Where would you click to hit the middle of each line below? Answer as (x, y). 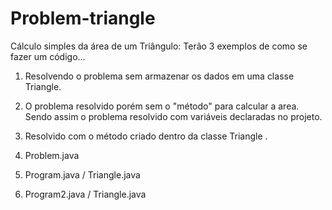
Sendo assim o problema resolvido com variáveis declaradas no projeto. (173, 116)
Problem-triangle (83, 18)
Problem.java (52, 155)
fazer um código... (48, 56)
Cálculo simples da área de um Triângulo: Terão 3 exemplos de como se (159, 46)
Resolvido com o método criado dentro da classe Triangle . (146, 136)
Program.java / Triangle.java (82, 174)
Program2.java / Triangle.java (85, 194)
